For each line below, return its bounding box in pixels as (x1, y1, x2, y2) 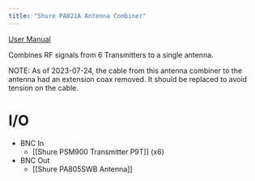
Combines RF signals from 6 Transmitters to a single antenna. (8, 50, 214, 59)
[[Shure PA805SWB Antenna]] (32, 164, 133, 174)
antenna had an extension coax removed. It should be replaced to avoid (8, 74, 248, 84)
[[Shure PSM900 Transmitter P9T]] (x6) (32, 147, 164, 157)
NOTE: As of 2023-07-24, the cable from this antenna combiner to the (8, 66, 243, 75)
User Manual (8, 34, 51, 44)
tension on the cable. (8, 83, 79, 93)
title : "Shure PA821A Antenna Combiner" (8, 11, 147, 20)
